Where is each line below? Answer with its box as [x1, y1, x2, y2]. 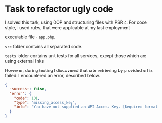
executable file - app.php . [5, 34, 55, 40]
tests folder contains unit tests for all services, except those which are [5, 53, 147, 59]
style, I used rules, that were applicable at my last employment [5, 24, 130, 30]
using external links [5, 58, 44, 64]
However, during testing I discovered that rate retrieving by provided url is [5, 67, 153, 73]
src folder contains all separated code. [5, 43, 83, 49]
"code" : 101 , [14, 96, 40, 101]
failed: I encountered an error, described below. [5, 72, 101, 78]
